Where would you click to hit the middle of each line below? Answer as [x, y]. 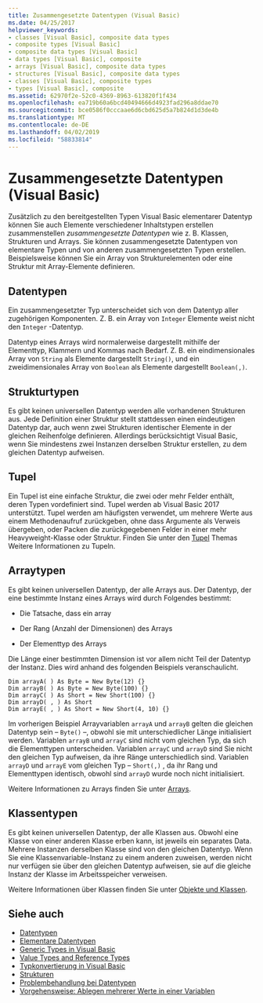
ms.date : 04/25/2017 [42, 23]
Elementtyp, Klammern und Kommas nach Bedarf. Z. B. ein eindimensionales [131, 351]
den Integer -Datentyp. [46, 327]
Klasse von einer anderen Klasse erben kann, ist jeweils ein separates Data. [130, 841]
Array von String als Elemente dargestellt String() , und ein [104, 359]
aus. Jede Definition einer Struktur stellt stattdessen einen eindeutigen [122, 419]
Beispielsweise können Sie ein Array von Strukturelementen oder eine [121, 258]
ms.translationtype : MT [47, 118]
